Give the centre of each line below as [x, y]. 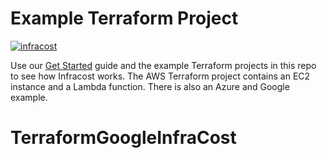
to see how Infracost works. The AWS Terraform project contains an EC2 [160, 76]
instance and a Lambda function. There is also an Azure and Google [150, 86]
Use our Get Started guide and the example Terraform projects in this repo [163, 65]
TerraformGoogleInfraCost [123, 138]
